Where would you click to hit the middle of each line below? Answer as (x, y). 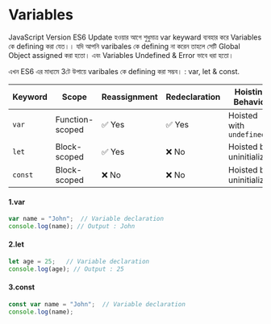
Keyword (30, 97)
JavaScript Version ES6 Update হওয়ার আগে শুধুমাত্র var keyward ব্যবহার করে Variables (135, 37)
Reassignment (130, 97)
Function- (75, 119)
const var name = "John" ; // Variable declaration (97, 305)
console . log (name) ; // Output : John (72, 226)
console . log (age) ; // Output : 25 (67, 269)
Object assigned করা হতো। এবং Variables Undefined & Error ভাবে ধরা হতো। (121, 55)
